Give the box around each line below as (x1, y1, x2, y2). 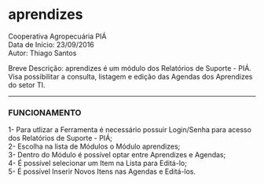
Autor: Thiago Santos (8, 48, 77, 57)
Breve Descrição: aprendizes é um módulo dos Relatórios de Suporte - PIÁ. (8, 63, 251, 72)
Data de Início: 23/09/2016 (8, 39, 94, 49)
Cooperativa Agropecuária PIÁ (8, 31, 107, 41)
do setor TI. (8, 80, 46, 90)
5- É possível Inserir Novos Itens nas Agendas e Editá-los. (8, 167, 196, 176)
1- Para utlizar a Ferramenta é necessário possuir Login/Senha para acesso (8, 125, 251, 134)
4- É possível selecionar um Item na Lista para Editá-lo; (8, 159, 187, 168)
